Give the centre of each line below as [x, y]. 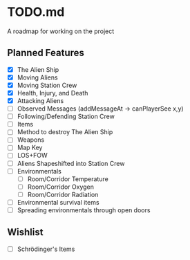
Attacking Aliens [40, 101]
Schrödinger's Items [46, 249]
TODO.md [36, 12]
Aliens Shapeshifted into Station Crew [71, 163]
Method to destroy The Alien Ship [65, 132]
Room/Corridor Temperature [68, 179]
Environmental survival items [58, 202]
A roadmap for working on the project [61, 31]
